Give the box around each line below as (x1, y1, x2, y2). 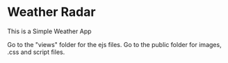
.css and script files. (7, 48, 65, 56)
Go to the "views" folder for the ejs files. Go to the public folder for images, (7, 40, 222, 48)
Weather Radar (7, 4, 96, 20)
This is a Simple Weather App (7, 27, 92, 35)
